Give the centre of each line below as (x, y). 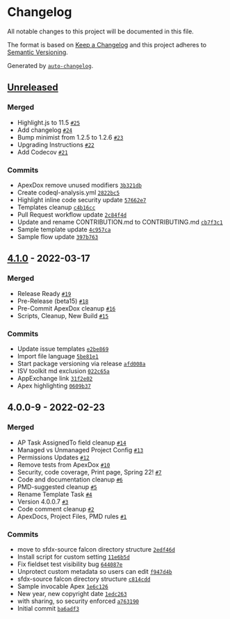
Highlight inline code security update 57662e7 (82, 199)
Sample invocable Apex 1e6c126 (63, 586)
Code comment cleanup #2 (56, 509)
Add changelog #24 (45, 130)
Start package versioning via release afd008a (81, 363)
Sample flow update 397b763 (58, 236)
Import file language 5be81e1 (58, 356)
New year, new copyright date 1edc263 (72, 593)
